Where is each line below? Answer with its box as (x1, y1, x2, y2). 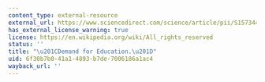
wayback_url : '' (8, 62, 62, 70)
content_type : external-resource (8, 11, 118, 20)
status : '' (8, 41, 44, 48)
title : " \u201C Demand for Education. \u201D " (8, 48, 157, 55)
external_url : (8, 19, 55, 27)
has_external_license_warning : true (8, 26, 129, 34)
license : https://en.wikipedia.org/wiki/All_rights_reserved (8, 33, 214, 41)
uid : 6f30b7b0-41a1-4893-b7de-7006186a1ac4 (8, 55, 154, 63)
